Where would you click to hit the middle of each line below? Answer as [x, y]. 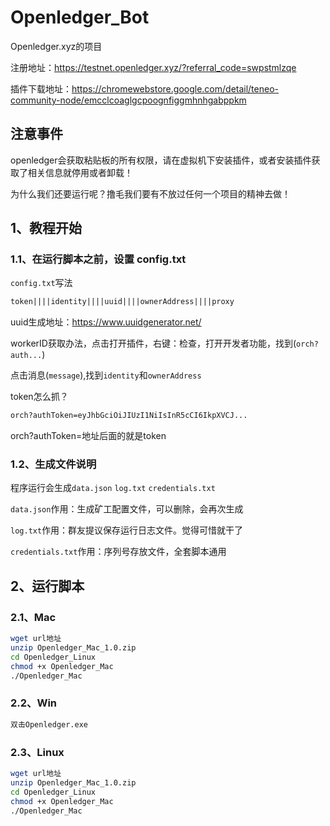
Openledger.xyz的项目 [56, 46]
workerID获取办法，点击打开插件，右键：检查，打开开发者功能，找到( [153, 343]
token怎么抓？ [39, 397]
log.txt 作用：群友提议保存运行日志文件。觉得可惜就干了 [127, 530]
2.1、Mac [33, 617]
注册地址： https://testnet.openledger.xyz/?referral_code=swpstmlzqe [153, 67]
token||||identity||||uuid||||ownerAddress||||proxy [122, 302]
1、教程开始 [46, 228]
